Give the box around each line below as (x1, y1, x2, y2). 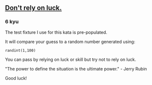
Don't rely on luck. (5, 4, 62, 12)
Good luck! (5, 75, 27, 81)
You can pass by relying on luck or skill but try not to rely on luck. (5, 57, 136, 62)
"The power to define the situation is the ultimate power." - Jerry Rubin (5, 66, 147, 71)
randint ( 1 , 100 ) (5, 48, 36, 53)
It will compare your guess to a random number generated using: (5, 39, 135, 44)
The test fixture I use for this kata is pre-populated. (5, 29, 108, 35)
